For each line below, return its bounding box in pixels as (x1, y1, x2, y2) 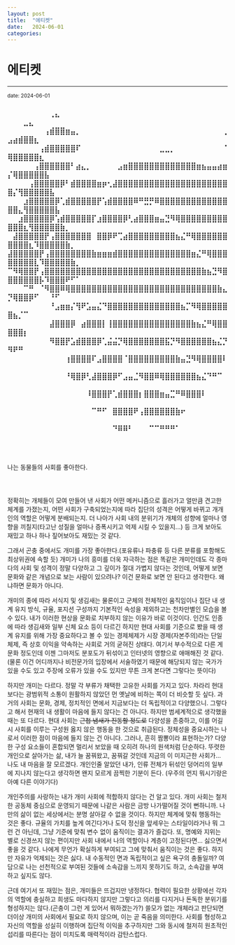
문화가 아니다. (25, 581, 64, 590)
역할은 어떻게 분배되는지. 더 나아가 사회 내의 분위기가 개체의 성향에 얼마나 (20, 513, 220, 522)
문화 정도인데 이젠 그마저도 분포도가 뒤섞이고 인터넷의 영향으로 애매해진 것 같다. (7, 648, 224, 657)
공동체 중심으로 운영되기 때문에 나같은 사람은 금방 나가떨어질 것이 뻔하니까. (14, 801, 218, 810)
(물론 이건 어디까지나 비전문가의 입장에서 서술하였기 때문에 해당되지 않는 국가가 (7, 657, 222, 666)
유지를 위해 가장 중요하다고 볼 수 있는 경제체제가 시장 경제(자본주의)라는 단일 (14, 631, 222, 639)
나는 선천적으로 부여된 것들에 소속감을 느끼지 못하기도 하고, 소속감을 (25, 862, 211, 871)
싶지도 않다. (20, 871, 52, 880)
